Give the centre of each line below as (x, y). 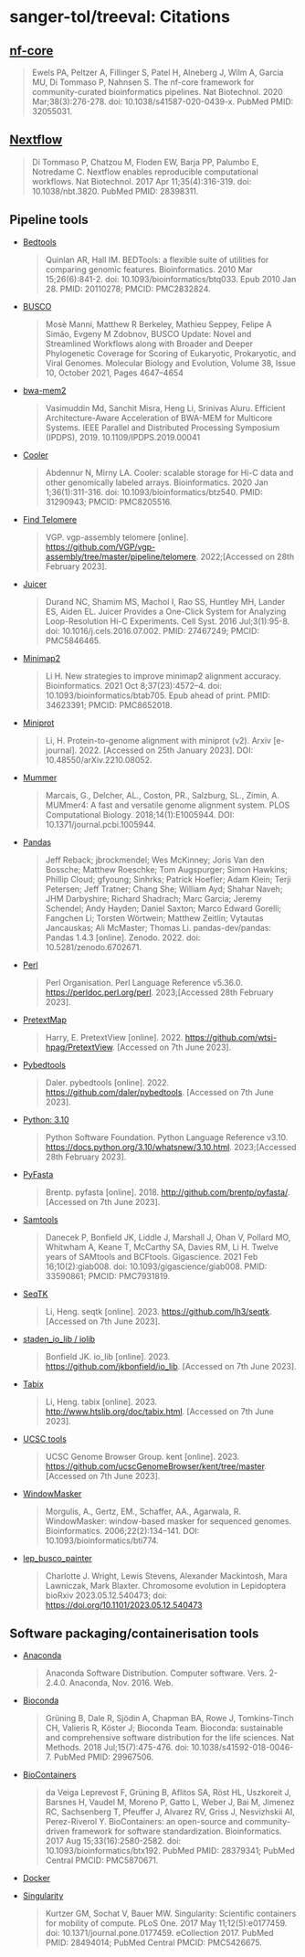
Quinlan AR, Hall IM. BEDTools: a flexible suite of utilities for (157, 259)
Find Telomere (50, 519)
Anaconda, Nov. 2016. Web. (121, 1683)
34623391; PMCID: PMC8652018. (109, 704)
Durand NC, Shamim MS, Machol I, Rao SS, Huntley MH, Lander (165, 601)
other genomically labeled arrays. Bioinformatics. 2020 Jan (157, 482)
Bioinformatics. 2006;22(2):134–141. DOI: (122, 1530)
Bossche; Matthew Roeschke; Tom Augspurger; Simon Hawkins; (166, 869)
